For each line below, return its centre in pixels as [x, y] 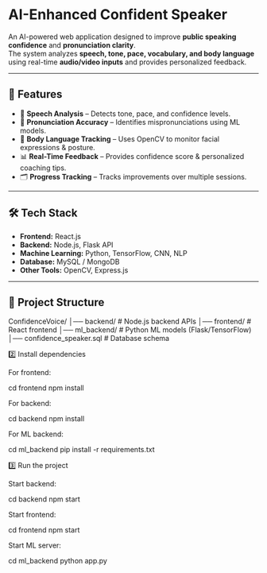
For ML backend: [36, 434]
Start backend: [33, 484]
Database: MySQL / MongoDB [70, 261]
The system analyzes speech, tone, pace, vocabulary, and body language [132, 53]
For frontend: [30, 373]
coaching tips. [43, 168]
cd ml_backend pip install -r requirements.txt [81, 450]
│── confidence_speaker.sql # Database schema [89, 339]
